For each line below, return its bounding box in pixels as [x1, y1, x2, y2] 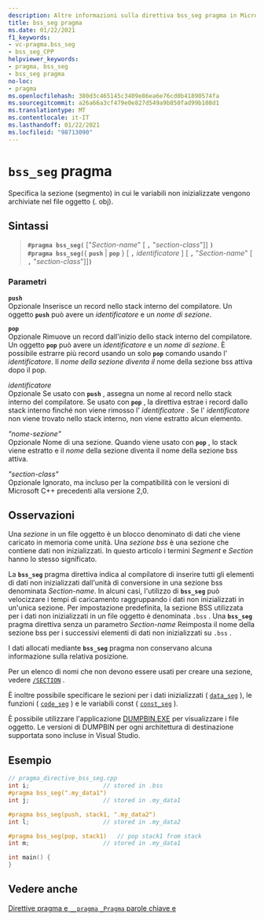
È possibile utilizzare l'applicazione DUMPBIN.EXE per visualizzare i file [8, 714, 240, 724]
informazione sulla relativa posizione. [8, 651, 129, 661]
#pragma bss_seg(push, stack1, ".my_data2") [8, 810, 156, 818]
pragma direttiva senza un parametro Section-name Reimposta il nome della [8, 620, 255, 629]
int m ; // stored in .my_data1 [8, 839, 181, 847]
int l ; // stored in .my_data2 [8, 818, 181, 826]
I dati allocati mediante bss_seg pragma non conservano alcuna [8, 644, 212, 653]
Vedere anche [8, 882, 79, 896]
